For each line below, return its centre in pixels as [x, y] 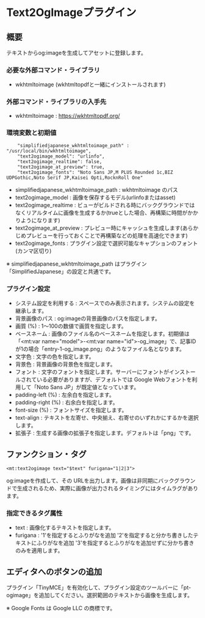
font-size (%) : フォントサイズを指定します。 [71, 410]
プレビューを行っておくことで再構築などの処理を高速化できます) [107, 235]
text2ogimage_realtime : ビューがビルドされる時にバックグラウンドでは [105, 205]
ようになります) [40, 220]
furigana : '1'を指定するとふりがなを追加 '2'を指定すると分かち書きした [104, 536]
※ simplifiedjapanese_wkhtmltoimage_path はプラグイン [77, 264]
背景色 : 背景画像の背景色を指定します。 [65, 365]
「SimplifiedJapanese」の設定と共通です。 [60, 271]
